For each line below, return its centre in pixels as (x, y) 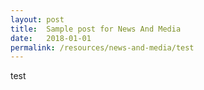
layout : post (37, 19)
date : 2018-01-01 (51, 38)
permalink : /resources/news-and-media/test (102, 47)
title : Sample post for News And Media (96, 29)
